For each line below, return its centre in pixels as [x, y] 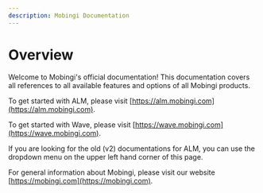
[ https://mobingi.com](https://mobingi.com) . [81, 180]
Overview [41, 54]
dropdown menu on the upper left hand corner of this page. [106, 156]
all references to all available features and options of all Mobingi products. [129, 85]
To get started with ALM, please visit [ [70, 101]
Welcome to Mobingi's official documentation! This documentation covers [129, 77]
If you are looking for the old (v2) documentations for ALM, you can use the [132, 149]
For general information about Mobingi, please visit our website [112, 172]
